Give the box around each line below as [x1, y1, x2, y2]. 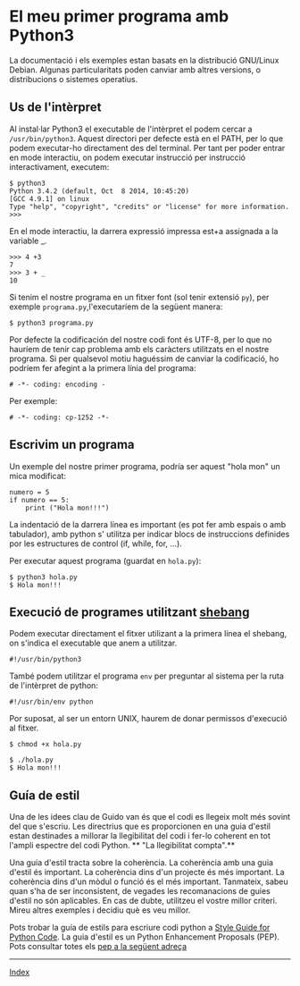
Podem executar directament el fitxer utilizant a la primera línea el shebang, [9, 628, 287, 639]
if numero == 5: [9, 495, 70, 504]
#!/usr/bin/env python [9, 697, 94, 707]
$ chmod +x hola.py [9, 740, 82, 749]
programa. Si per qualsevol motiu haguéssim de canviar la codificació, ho [9, 353, 279, 364]
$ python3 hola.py [9, 572, 78, 582]
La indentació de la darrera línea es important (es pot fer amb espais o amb [9, 518, 287, 529]
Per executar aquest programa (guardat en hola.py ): [9, 555, 202, 566]
